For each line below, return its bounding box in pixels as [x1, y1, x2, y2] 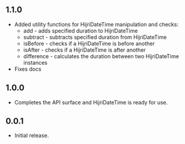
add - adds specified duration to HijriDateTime [23, 27, 138, 34]
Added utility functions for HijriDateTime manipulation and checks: [14, 20, 178, 28]
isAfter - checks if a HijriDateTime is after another [23, 46, 146, 53]
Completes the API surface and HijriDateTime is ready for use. [14, 98, 168, 106]
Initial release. [14, 132, 49, 139]
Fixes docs [14, 65, 41, 73]
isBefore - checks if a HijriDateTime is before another [23, 40, 155, 47]
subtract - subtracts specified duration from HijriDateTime [23, 33, 167, 41]
